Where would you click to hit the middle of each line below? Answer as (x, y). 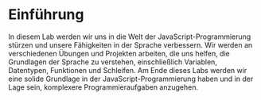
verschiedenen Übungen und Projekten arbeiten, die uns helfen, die (119, 53)
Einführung (46, 15)
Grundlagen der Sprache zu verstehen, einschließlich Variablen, (113, 62)
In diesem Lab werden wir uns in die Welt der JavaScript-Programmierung (130, 37)
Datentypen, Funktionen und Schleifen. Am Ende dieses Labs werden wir (128, 70)
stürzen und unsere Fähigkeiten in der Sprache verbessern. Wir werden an (130, 44)
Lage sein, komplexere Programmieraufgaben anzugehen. (103, 87)
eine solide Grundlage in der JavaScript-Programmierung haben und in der (131, 79)
